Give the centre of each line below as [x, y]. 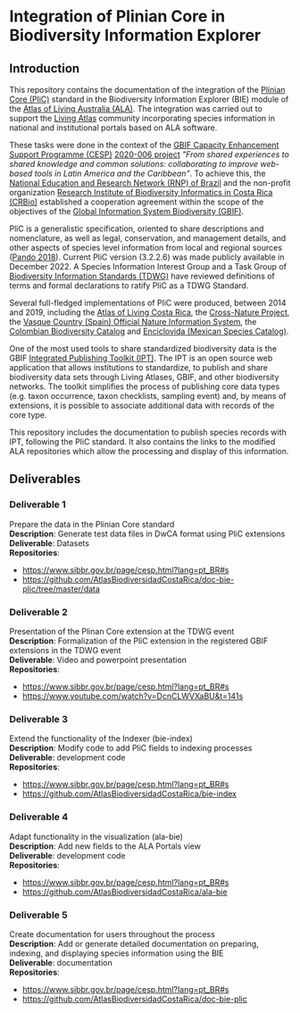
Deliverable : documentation [61, 962]
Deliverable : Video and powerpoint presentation [98, 660]
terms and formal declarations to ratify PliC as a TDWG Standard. [129, 286]
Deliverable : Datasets [49, 543]
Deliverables [45, 479]
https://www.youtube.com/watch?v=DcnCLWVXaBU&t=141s [133, 696]
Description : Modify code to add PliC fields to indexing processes [131, 748]
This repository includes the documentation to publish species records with [148, 432]
